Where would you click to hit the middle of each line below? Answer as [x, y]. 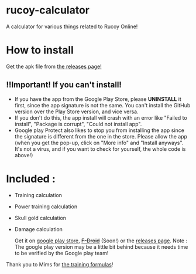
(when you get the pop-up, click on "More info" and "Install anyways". [99, 143]
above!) [24, 155]
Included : [31, 179]
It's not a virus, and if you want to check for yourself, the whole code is [100, 149]
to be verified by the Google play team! [61, 253]
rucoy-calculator [48, 10]
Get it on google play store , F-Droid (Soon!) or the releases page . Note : [101, 241]
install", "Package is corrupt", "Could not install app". [78, 124]
